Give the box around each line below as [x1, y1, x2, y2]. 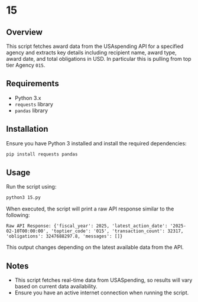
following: [6, 212, 30, 219]
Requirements [6, 79, 59, 89]
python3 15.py [6, 194, 41, 201]
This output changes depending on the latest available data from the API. [6, 243, 184, 251]
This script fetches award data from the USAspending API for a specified [6, 43, 184, 50]
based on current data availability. [14, 283, 98, 290]
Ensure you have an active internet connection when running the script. [14, 289, 189, 296]
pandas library [14, 107, 48, 114]
